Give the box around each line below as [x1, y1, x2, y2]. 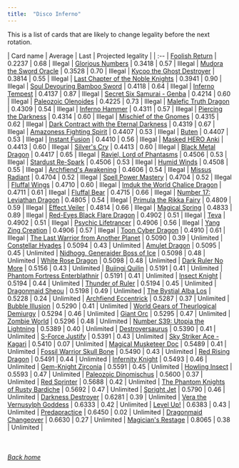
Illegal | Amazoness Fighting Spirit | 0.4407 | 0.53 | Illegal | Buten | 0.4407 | [7, 127, 229, 136]
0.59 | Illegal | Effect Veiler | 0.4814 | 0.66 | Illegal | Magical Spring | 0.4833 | [7, 203, 233, 211]
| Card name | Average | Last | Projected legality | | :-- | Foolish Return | [7, 51, 217, 60]
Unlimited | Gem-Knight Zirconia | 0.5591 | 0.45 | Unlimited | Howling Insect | [7, 362, 233, 371]
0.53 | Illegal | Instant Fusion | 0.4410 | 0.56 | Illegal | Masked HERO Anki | [7, 135, 223, 143]
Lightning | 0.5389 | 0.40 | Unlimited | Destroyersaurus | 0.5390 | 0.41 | [7, 324, 216, 332]
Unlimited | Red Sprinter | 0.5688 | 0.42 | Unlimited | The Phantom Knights [7, 377, 225, 386]
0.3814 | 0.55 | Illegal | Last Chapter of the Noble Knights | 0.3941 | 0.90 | [7, 74, 223, 83]
